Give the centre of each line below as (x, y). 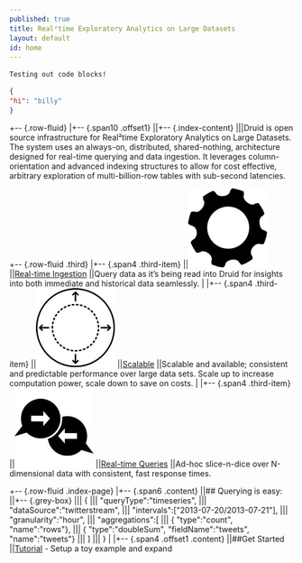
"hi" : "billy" (36, 101)
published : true (40, 19)
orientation (29, 166)
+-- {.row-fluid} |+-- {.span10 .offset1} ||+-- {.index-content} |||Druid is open (151, 127)
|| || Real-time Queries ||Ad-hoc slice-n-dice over (139, 464)
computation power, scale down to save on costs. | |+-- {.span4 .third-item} (150, 383)
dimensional (32, 473)
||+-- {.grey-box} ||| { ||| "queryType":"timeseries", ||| (108, 500)
